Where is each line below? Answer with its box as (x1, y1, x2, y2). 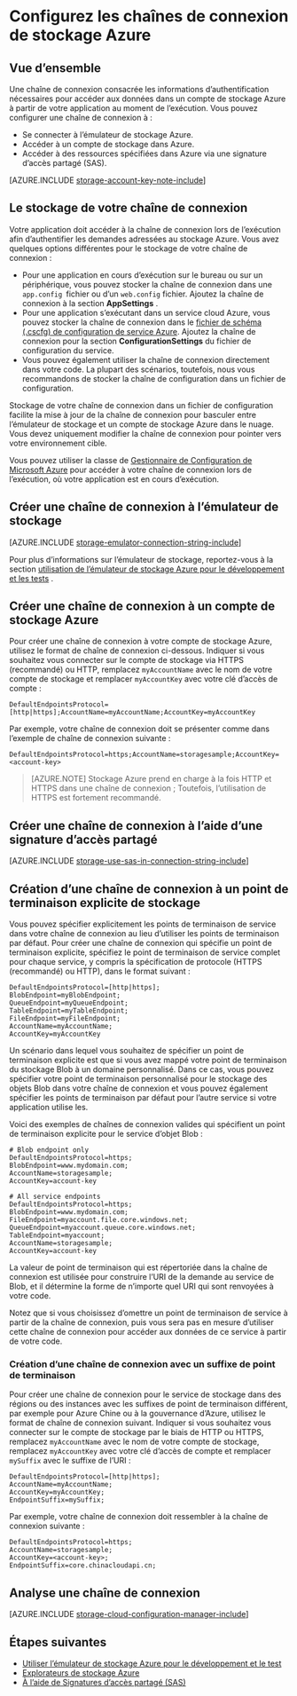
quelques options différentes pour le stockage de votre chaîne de (9, 242, 248, 254)
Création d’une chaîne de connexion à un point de (9, 881, 289, 896)
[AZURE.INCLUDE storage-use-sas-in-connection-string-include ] (9, 856, 250, 866)
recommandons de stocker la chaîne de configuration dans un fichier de (21, 373, 286, 383)
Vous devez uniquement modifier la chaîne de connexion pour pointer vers (9, 428, 282, 438)
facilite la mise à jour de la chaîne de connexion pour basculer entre (9, 409, 257, 420)
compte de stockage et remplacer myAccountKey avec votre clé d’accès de (9, 674, 278, 684)
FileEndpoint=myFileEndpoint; (9, 1014, 121, 1023)
